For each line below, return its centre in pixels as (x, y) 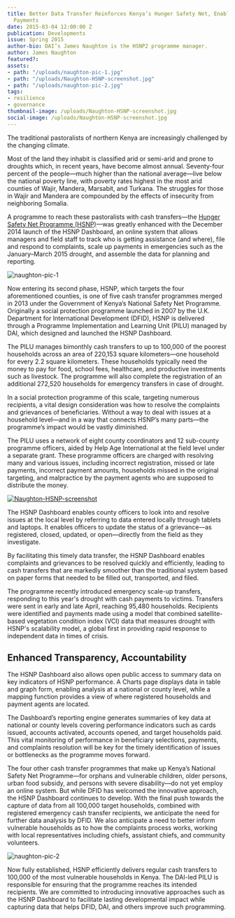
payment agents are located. (49, 704)
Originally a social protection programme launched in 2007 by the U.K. (108, 310)
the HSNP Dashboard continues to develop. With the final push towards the (116, 798)
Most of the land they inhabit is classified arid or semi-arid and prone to (111, 159)
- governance (26, 105)
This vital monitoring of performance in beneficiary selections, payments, (113, 740)
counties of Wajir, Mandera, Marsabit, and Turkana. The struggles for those (115, 188)
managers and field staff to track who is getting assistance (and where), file (116, 239)
